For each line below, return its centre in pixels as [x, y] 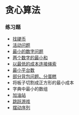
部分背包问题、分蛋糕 [34, 76]
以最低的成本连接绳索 [34, 64]
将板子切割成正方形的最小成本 [43, 82]
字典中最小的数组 [30, 89]
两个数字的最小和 [30, 57]
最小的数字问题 [28, 51]
